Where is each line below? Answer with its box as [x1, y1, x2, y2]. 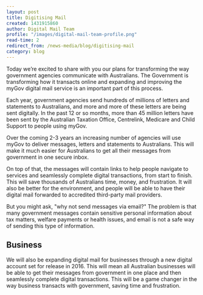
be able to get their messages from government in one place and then [6, 269, 181, 276]
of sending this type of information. [6, 222, 95, 229]
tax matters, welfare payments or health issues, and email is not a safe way [6, 215, 194, 223]
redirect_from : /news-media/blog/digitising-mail [6, 43, 135, 49]
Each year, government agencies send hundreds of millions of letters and [6, 96, 190, 103]
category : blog [6, 49, 45, 55]
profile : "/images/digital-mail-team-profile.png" [6, 32, 137, 38]
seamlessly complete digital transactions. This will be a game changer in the [6, 275, 198, 283]
